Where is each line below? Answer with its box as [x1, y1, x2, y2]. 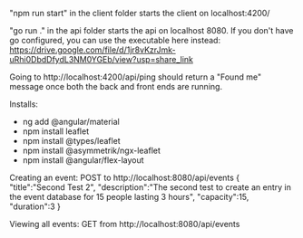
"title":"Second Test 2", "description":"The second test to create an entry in [9, 182, 292, 193]
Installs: [9, 99, 39, 109]
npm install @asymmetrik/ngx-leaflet [22, 145, 161, 156]
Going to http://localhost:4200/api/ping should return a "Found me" [9, 71, 261, 82]
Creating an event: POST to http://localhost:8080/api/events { [9, 172, 240, 183]
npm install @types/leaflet [22, 136, 121, 146]
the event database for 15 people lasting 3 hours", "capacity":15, [9, 192, 249, 202]
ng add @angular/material [22, 117, 120, 127]
